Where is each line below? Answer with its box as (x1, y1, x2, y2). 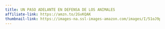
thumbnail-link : (5, 16, 38, 21)
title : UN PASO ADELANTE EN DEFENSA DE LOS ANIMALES (5, 7, 115, 12)
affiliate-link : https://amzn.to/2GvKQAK (5, 12, 91, 17)
